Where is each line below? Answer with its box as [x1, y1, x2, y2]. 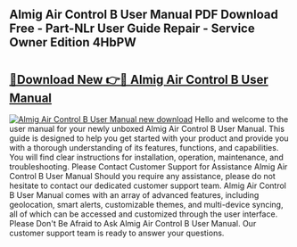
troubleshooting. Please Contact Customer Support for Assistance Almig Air [9, 161, 288, 172]
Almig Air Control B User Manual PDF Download [9, 7, 278, 22]
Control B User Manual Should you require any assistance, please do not [9, 171, 276, 181]
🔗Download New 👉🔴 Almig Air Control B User [9, 71, 269, 87]
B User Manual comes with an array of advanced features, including [9, 190, 260, 200]
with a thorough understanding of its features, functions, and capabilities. [9, 143, 279, 152]
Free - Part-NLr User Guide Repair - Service [9, 21, 256, 37]
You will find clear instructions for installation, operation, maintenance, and [9, 152, 284, 162]
